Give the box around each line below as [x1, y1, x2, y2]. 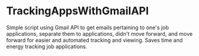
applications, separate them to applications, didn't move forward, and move [6, 30, 193, 37]
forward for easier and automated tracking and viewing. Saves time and [6, 36, 183, 43]
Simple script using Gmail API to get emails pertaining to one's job [6, 24, 169, 31]
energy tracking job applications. [6, 43, 88, 50]
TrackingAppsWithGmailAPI [6, 4, 149, 18]
